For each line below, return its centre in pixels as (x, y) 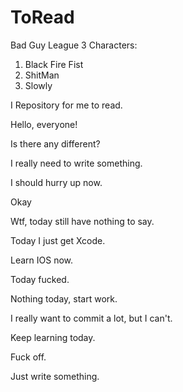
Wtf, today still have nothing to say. (82, 221)
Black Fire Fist (54, 64)
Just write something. (55, 376)
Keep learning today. (53, 337)
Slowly (38, 85)
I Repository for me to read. (66, 105)
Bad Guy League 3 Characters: (74, 45)
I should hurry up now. (56, 182)
